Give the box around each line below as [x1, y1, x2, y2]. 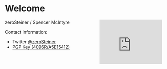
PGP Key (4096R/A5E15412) [12, 44, 70, 50]
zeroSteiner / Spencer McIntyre [5, 19, 70, 25]
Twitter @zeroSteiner [12, 38, 56, 45]
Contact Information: [5, 29, 48, 35]
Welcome [5, 3, 45, 14]
